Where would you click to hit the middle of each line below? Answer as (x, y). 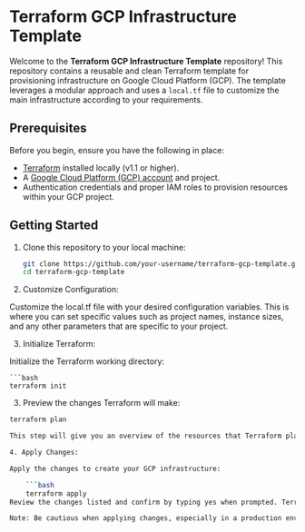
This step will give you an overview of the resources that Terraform (146, 436)
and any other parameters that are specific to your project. (119, 326)
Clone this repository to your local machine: (104, 247)
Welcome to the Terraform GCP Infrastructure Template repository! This (146, 61)
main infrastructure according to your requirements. (106, 99)
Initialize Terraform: (59, 344)
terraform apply (57, 493)
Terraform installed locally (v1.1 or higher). (101, 167)
